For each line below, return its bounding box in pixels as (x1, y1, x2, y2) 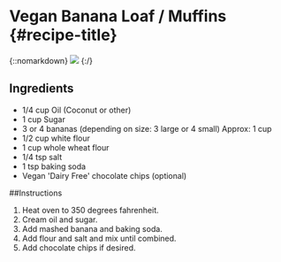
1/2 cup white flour (21, 133, 90, 143)
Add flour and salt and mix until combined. (21, 233, 177, 243)
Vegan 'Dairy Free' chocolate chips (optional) (21, 170, 187, 181)
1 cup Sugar (21, 113, 66, 125)
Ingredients (9, 81, 74, 96)
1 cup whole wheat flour (21, 142, 110, 152)
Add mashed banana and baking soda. (21, 223, 163, 234)
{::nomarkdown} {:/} (9, 55, 93, 65)
